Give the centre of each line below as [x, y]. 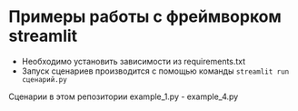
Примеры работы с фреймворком [145, 17]
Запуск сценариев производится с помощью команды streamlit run [155, 71]
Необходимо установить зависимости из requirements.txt [134, 61]
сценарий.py [44, 79]
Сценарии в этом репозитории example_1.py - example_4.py [124, 96]
